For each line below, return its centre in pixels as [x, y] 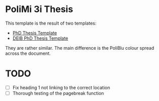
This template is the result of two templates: [51, 23]
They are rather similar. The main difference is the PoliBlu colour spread [80, 48]
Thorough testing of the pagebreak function [58, 93]
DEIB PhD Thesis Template [40, 38]
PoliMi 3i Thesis [39, 9]
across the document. [28, 53]
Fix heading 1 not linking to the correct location [61, 87]
